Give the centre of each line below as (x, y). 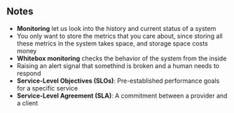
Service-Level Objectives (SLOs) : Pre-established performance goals (118, 81)
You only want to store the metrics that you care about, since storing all (119, 36)
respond (29, 73)
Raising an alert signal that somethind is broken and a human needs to (118, 65)
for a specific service (47, 88)
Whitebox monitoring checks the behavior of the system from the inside (122, 58)
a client (27, 103)
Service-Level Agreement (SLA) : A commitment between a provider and (122, 95)
